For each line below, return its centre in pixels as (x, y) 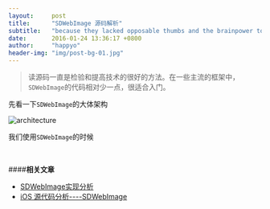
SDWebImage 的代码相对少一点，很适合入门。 (99, 87)
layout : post (37, 16)
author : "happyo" (45, 46)
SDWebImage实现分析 (57, 186)
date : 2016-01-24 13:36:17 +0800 (75, 38)
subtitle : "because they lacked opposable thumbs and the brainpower (131, 31)
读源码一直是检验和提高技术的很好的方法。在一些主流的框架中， (133, 77)
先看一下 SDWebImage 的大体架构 (58, 104)
